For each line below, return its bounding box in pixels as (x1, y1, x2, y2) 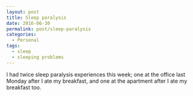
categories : (6, 32, 37, 38)
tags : (6, 43, 20, 49)
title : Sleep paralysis (6, 15, 67, 21)
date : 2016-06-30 (6, 20, 51, 26)
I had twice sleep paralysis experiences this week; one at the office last (6, 70, 186, 78)
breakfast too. (6, 83, 41, 91)
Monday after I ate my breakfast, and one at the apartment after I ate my (6, 77, 188, 84)
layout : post (6, 9, 40, 15)
